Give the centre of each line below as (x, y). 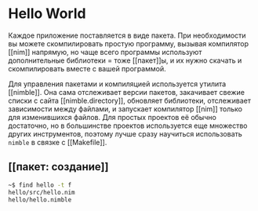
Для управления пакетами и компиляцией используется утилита (117, 84)
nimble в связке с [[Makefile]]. (58, 142)
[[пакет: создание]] (58, 167)
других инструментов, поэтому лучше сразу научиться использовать (125, 133)
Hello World (47, 14)
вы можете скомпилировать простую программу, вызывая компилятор (129, 43)
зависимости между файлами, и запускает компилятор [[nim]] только (125, 109)
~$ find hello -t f (40, 185)
